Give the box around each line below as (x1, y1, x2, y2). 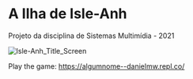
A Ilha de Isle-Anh (8, 5, 127, 23)
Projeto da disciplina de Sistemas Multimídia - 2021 (8, 31, 175, 40)
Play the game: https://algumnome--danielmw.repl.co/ (8, 61, 185, 71)
